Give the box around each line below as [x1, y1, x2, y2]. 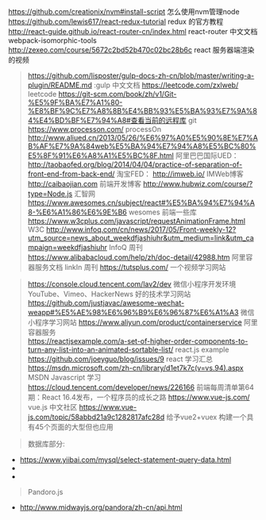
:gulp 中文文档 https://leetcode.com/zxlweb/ [94, 80, 239, 90]
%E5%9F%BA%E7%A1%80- [27, 98, 123, 107]
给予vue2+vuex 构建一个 [166, 412, 248, 422]
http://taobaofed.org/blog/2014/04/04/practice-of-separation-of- [27, 160, 243, 169]
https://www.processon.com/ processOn [27, 125, 161, 133]
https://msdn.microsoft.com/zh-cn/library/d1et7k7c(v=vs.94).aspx [27, 364, 244, 372]
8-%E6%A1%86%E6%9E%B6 [27, 207, 127, 217]
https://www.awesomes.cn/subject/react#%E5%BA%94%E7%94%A [27, 198, 256, 207]
